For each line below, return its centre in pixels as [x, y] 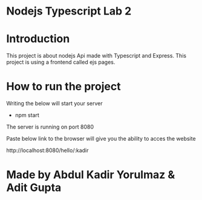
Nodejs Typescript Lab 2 [69, 11]
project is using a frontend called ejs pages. [61, 62]
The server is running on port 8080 [50, 127]
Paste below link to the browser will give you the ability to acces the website [101, 139]
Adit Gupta [34, 188]
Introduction [38, 39]
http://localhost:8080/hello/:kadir [47, 150]
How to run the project [64, 87]
